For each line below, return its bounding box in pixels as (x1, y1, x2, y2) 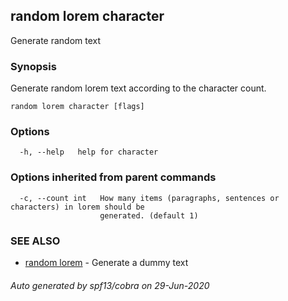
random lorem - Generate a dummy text (24, 257, 189, 268)
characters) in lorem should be (10, 202, 145, 212)
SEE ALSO (10, 234, 61, 248)
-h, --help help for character (19, 147, 159, 158)
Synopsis (10, 59, 57, 73)
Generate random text (10, 34, 102, 46)
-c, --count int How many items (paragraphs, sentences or (19, 193, 280, 203)
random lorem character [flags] (10, 102, 145, 112)
